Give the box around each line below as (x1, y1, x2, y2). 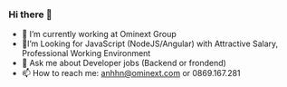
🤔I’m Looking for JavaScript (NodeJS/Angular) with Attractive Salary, (21, 38, 279, 49)
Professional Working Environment (21, 48, 151, 59)
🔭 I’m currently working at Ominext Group (21, 29, 177, 40)
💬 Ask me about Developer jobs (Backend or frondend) (21, 58, 227, 69)
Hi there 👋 (8, 8, 53, 21)
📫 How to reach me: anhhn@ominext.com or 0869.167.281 (21, 68, 241, 79)
